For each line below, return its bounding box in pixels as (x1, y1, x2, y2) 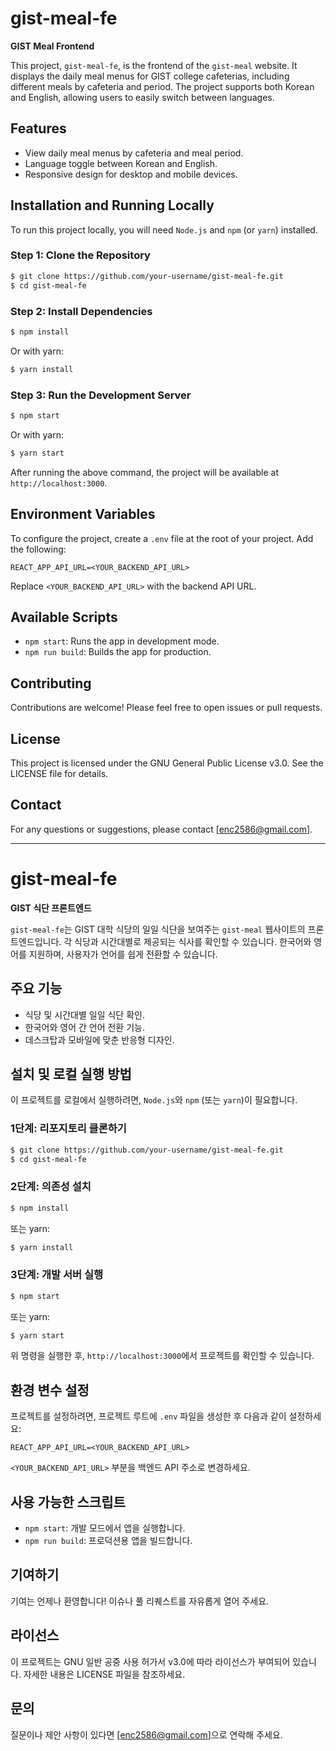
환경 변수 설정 (10, 1382, 90, 1399)
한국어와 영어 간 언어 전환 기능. (24, 1021, 145, 1033)
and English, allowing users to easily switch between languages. (10, 91, 275, 103)
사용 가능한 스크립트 (10, 1493, 126, 1511)
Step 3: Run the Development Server (10, 388, 192, 402)
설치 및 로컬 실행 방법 (10, 1065, 132, 1082)
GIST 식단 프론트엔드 (10, 902, 92, 914)
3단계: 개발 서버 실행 (10, 1268, 104, 1282)
